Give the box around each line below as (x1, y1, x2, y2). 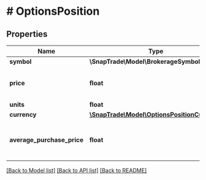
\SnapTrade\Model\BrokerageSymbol (89, 57, 200, 66)
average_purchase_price (9, 136, 84, 144)
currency (9, 111, 37, 119)
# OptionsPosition (6, 4, 100, 18)
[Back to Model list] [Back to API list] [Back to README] (6, 167, 147, 174)
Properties (6, 29, 48, 39)
